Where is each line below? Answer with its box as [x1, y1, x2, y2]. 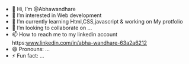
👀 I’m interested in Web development [11, 12, 102, 19]
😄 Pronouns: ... [11, 46, 50, 52]
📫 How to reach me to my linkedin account [11, 31, 118, 38]
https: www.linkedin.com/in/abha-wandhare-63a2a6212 [11, 39, 147, 46]
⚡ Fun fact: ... [11, 52, 44, 59]
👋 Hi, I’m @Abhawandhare [11, 6, 76, 12]
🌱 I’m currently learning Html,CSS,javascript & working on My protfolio [11, 18, 183, 25]
